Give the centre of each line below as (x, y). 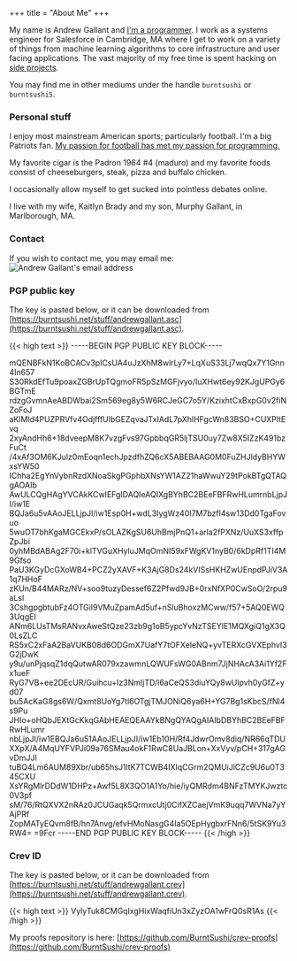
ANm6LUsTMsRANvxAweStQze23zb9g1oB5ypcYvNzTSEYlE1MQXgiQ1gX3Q (147, 626)
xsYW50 (24, 466)
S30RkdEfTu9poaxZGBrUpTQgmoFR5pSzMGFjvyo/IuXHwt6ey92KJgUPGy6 (147, 381)
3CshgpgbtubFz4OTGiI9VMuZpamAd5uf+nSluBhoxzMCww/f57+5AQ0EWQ (147, 607)
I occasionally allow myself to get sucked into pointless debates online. (138, 189)
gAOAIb (23, 485)
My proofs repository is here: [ (65, 938)
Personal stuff (40, 117)
